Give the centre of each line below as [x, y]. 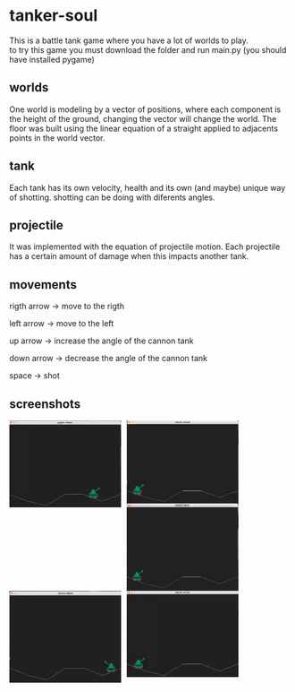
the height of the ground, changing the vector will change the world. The [143, 118]
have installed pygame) [52, 59]
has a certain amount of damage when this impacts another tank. [129, 256]
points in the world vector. [57, 138]
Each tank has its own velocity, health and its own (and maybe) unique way [147, 187]
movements [43, 285]
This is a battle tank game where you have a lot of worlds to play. [129, 40]
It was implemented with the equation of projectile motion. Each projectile [145, 247]
